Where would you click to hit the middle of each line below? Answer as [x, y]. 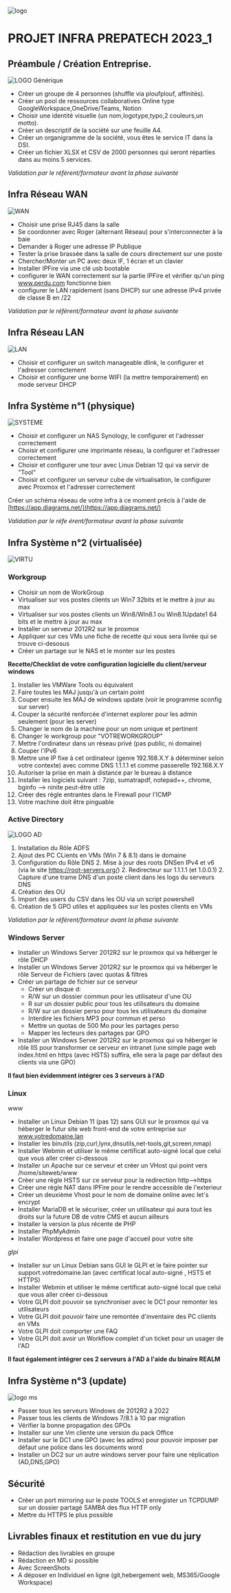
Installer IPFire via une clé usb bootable [74, 268]
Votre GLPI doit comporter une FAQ [68, 1331]
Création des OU [41, 892]
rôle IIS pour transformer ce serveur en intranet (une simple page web [117, 1048]
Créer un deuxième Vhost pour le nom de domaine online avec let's [113, 1195]
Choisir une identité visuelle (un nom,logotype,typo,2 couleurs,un [110, 116]
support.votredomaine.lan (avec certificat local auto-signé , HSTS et [114, 1273]
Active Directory [36, 819]
